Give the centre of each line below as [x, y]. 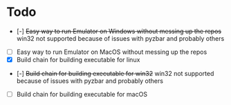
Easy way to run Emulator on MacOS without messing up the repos [112, 52]
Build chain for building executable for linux [78, 60]
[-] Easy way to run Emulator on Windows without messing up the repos [119, 31]
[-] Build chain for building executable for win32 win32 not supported [115, 74]
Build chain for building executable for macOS [82, 95]
